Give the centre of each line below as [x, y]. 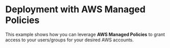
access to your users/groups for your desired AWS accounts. [70, 40]
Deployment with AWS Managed [75, 9]
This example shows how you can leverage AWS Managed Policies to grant [85, 34]
